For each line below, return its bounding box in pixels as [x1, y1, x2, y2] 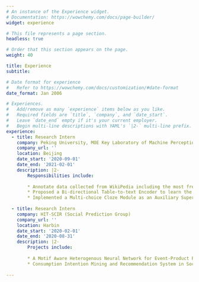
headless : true [6, 36, 44, 42]
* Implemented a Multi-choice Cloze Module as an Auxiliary [27, 195, 179, 201]
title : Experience [6, 63, 52, 69]
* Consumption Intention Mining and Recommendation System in [27, 261, 184, 267]
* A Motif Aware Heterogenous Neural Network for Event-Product [27, 255, 190, 261]
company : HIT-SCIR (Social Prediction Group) [17, 211, 131, 217]
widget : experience [6, 20, 54, 26]
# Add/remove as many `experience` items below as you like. [6, 106, 166, 113]
